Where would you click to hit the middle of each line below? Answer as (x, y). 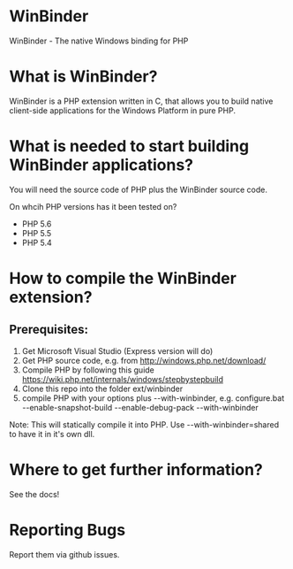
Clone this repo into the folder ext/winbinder (102, 388)
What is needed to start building (129, 146)
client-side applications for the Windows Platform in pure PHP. (123, 110)
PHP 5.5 (37, 233)
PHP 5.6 (37, 224)
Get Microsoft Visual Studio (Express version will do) (117, 350)
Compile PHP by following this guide (88, 370)
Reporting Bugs (68, 530)
